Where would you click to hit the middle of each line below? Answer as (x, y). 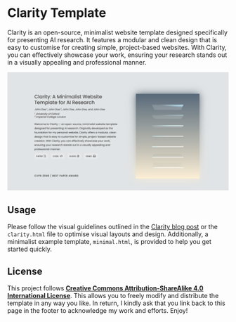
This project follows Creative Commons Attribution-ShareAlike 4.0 (105, 288)
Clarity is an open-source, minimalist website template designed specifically (118, 32)
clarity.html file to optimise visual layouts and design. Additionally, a (108, 234)
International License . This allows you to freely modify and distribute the (113, 296)
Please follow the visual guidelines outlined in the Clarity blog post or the (112, 227)
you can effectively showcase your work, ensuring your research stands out (117, 55)
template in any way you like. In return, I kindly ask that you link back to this (117, 303)
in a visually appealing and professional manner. (77, 62)
